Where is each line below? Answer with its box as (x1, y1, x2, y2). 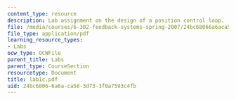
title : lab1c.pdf (7, 75, 58, 83)
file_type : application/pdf (7, 30, 90, 37)
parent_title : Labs (7, 56, 65, 63)
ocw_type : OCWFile (7, 50, 61, 57)
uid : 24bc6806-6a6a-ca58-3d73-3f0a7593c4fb (7, 82, 137, 89)
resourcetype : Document (7, 69, 77, 76)
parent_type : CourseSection (7, 63, 90, 70)
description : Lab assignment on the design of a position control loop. (7, 17, 225, 24)
